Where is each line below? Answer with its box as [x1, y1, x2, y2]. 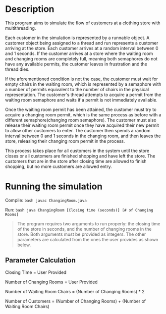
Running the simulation [5, 181, 103, 192]
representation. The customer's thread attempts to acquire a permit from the [5, 92, 162, 98]
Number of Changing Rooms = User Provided [5, 279, 98, 285]
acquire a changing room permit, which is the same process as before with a [5, 111, 162, 117]
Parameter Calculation [5, 256, 76, 264]
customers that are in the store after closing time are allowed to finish [5, 158, 147, 164]
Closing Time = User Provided [5, 269, 67, 275]
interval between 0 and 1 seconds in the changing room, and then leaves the [5, 133, 161, 139]
